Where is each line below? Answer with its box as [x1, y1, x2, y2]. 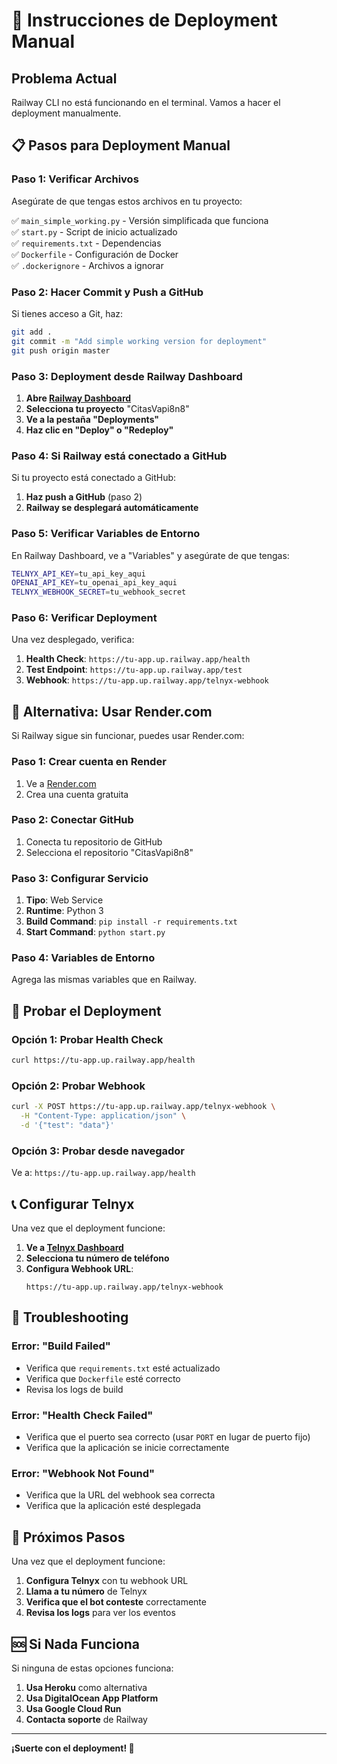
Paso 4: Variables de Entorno [11, 951, 156, 965]
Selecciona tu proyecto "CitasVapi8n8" [25, 402, 190, 414]
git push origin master [11, 345, 111, 356]
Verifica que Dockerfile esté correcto [25, 1372, 181, 1384]
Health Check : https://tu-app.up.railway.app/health [25, 653, 251, 665]
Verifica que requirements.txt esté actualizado [25, 1362, 221, 1374]
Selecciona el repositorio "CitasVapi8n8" [25, 846, 194, 858]
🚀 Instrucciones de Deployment [11, 9, 278, 32]
